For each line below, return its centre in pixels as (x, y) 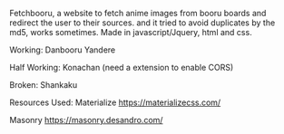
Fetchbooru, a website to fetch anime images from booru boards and (138, 13)
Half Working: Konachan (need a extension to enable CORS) (122, 67)
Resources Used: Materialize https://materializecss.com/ (115, 102)
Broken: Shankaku (44, 85)
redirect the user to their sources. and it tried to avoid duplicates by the (142, 23)
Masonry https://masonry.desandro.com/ (86, 120)
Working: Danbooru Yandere (63, 50)
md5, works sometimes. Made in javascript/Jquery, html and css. (131, 32)
